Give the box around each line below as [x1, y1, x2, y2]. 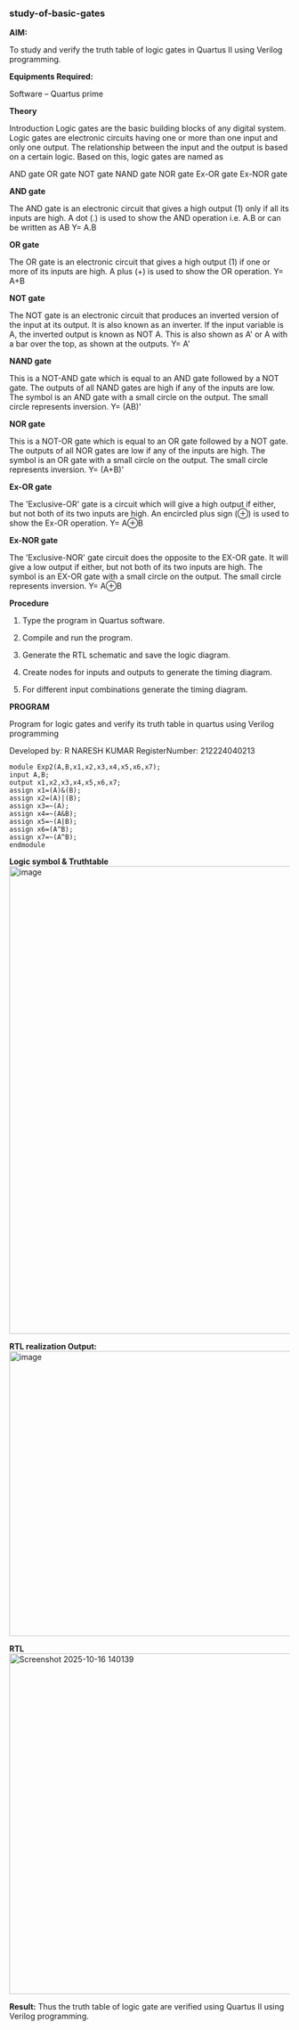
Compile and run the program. [21, 632, 133, 643]
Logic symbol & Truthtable [9, 856, 109, 867]
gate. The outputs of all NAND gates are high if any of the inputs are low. [9, 382, 276, 394]
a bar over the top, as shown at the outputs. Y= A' [9, 338, 191, 349]
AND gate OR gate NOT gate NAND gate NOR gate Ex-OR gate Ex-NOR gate [9, 168, 287, 180]
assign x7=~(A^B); [9, 833, 77, 842]
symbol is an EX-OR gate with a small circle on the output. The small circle [9, 571, 282, 582]
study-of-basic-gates [9, 7, 105, 20]
